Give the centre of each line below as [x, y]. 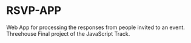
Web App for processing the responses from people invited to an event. [95, 27]
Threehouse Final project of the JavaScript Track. [68, 33]
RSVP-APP [34, 11]
